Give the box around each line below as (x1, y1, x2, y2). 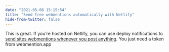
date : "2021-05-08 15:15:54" (5, 7, 67, 13)
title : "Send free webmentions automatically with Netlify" (5, 12, 135, 17)
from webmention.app (5, 41, 52, 47)
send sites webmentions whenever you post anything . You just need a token (5, 36, 164, 42)
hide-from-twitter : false (5, 17, 60, 22)
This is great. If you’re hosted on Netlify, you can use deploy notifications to (5, 31, 163, 37)
